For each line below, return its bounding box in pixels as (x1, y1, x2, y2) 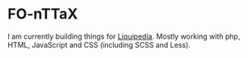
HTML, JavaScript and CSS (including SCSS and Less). (7, 39, 191, 49)
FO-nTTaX (7, 5, 78, 23)
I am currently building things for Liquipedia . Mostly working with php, (7, 31, 241, 41)
